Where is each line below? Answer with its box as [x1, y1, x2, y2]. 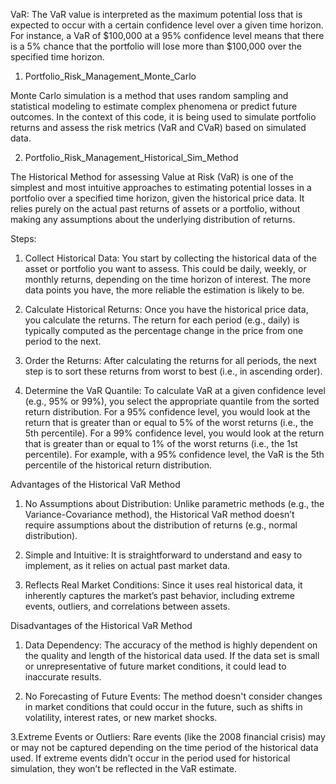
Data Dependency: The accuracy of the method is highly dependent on [24, 639, 318, 651]
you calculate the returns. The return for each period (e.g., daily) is [24, 314, 300, 326]
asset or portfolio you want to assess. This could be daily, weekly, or [24, 263, 307, 274]
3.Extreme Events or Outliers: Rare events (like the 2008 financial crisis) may [10, 731, 326, 743]
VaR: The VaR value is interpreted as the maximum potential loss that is [10, 9, 303, 20]
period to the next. [24, 335, 102, 347]
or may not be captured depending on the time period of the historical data [10, 742, 319, 753]
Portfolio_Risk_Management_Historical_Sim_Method [24, 152, 239, 163]
